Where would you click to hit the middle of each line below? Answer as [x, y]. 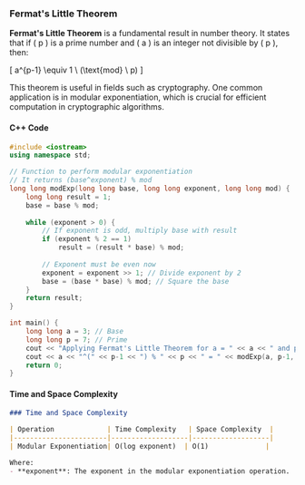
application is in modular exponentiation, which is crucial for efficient [138, 97]
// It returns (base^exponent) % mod [81, 180]
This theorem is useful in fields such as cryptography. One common [136, 88]
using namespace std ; [50, 155]
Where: [22, 462]
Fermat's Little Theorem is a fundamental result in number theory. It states [150, 34]
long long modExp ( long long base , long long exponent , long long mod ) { [150, 189]
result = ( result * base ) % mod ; [121, 247]
